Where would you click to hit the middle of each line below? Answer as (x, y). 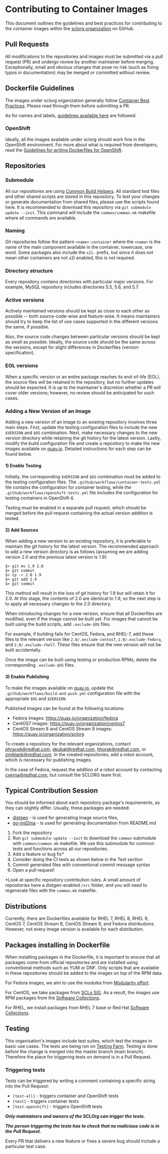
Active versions (25, 300)
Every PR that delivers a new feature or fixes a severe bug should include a (83, 1141)
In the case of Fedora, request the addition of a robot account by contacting (83, 769)
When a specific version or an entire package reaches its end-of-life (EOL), (83, 377)
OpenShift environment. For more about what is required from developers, (81, 145)
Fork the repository (32, 833)
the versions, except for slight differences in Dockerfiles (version (72, 347)
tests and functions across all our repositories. (60, 849)
